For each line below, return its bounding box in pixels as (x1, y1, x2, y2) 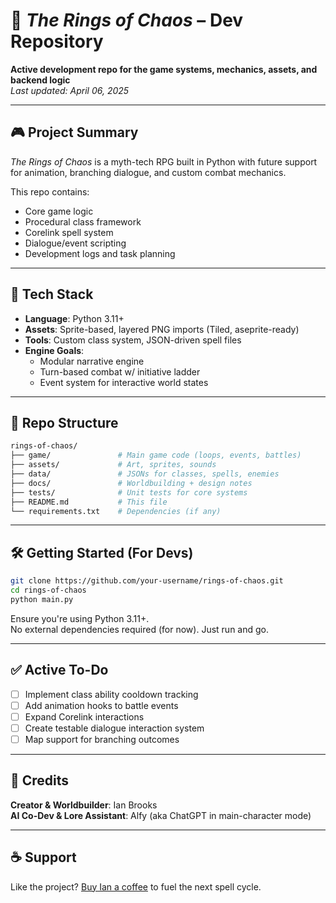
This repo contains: (10, 185, 90, 198)
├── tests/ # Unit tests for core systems (10, 487, 248, 498)
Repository (10, 30, 104, 53)
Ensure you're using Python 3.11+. (10, 612, 150, 624)
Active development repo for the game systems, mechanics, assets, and (10, 63, 318, 75)
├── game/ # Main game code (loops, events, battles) (10, 450, 302, 461)
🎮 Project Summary (10, 124, 139, 141)
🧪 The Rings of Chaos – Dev (10, 9, 244, 32)
